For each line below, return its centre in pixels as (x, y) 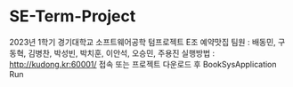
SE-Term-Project (73, 16)
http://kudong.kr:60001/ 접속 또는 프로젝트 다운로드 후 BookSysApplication (143, 64)
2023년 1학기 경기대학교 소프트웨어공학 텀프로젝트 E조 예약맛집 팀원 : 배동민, (142, 42)
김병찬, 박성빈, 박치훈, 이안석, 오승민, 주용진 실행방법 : (122, 53)
